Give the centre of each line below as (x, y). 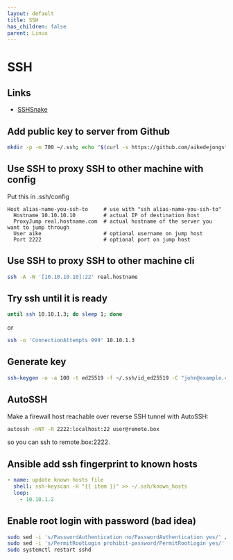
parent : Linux (28, 33)
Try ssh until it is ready (57, 298)
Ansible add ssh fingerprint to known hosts (103, 464)
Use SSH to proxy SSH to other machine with (105, 169)
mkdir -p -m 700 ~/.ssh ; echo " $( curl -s (68, 147)
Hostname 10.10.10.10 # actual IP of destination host (106, 215)
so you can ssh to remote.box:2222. (59, 442)
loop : (21, 493)
